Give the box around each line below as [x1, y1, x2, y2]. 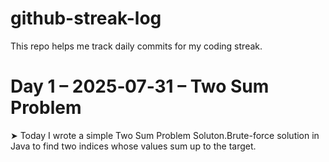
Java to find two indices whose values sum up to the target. [10, 140, 257, 152]
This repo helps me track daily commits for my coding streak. [10, 40, 263, 52]
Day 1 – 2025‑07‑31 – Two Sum [10, 75, 270, 98]
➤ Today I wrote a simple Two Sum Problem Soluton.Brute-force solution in [10, 129, 320, 141]
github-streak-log [10, 7, 162, 30]
